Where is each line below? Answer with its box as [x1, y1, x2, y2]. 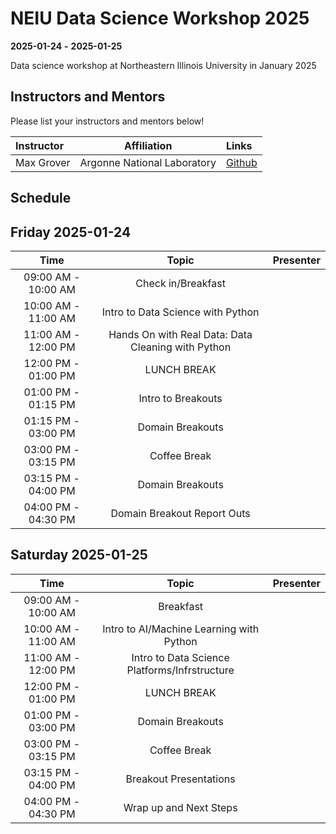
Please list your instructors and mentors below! [10, 115, 205, 127]
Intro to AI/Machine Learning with [102, 622, 260, 636]
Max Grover [15, 155, 71, 169]
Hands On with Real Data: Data [108, 327, 253, 341]
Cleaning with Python [130, 340, 232, 354]
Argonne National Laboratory [79, 155, 217, 169]
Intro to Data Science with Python [101, 305, 260, 319]
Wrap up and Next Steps [123, 800, 238, 814]
